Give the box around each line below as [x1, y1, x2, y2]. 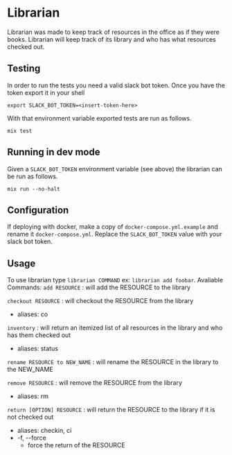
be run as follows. [7, 172, 58, 180]
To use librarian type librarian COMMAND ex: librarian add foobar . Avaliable [7, 276, 224, 284]
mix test [7, 127, 33, 135]
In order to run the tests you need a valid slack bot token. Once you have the [7, 81, 225, 89]
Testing [7, 62, 41, 74]
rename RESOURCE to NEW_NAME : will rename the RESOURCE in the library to [7, 358, 219, 366]
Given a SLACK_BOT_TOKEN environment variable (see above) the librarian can [7, 164, 223, 173]
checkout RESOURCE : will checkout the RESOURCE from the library [7, 297, 194, 305]
